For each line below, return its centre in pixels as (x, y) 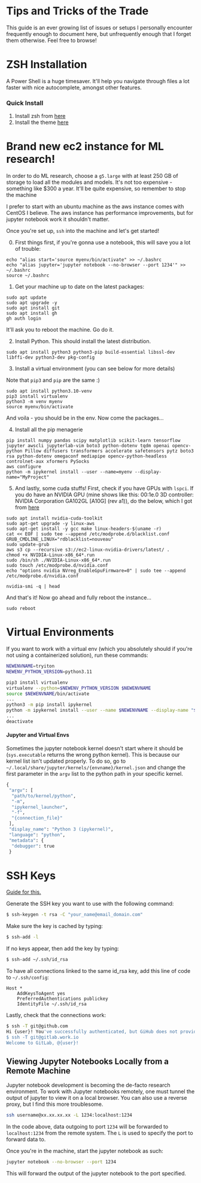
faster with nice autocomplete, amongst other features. (74, 87)
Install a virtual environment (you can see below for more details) (95, 369)
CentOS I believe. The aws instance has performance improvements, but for (100, 213)
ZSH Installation (47, 65)
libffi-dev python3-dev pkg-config (51, 357)
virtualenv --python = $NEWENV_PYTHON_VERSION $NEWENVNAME (79, 688)
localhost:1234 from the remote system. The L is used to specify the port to (100, 1133)
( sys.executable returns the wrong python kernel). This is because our (93, 755)
